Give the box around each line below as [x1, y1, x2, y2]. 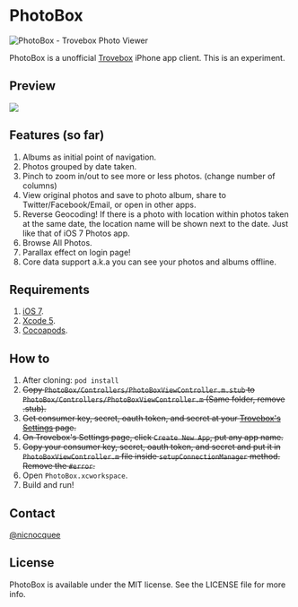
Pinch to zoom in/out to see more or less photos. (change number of [22, 170, 276, 181]
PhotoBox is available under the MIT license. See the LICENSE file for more [9, 579, 286, 590]
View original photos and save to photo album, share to [22, 189, 227, 200]
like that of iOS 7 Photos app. [22, 228, 130, 238]
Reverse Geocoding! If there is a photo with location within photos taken [22, 208, 289, 220]
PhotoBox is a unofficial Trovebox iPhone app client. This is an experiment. [9, 52, 285, 63]
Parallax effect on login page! [22, 247, 132, 257]
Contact [9, 506, 56, 521]
